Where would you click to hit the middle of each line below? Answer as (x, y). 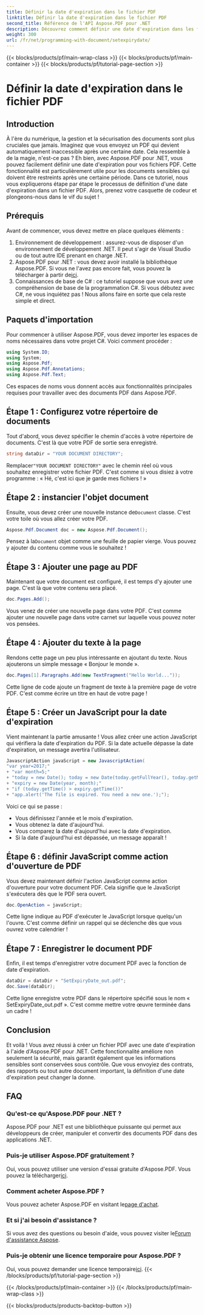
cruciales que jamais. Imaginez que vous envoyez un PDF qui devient (93, 145)
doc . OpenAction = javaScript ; (45, 905)
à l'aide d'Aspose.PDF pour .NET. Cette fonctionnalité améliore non (90, 1051)
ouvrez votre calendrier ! (37, 930)
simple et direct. (35, 300)
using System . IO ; (28, 352)
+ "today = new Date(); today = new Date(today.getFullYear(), (88, 778)
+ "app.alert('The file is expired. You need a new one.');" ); (88, 794)
